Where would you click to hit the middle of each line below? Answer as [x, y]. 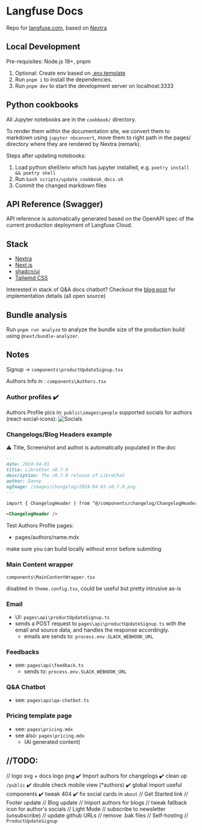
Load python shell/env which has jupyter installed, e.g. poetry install [102, 167]
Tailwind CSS [31, 278]
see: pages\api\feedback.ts [49, 665]
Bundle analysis [37, 315]
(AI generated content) [52, 742]
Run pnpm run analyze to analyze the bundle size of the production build [96, 329]
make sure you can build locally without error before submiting [84, 549]
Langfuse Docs [45, 11]
